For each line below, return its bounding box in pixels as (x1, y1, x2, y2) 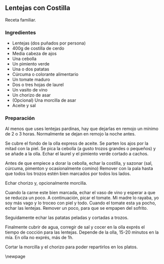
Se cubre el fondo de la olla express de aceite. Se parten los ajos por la (5, 140, 148, 146)
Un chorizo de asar (12, 92, 51, 98)
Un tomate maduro (12, 77, 50, 83)
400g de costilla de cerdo (12, 45, 65, 51)
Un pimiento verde (12, 61, 50, 67)
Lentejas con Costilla (5, 4, 70, 12)
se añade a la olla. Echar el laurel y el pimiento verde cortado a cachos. (5, 151, 149, 157)
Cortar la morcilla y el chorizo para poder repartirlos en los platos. (5, 244, 138, 250)
